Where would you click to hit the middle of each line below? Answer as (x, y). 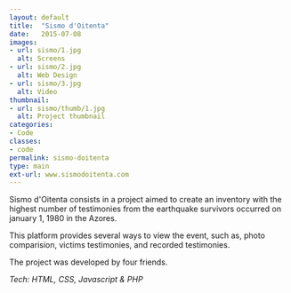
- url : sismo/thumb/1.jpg (57, 108)
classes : (25, 141)
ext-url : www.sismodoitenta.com (69, 174)
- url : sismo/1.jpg (45, 51)
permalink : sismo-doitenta (59, 158)
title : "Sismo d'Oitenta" (59, 26)
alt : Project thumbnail (61, 116)
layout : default (39, 17)
